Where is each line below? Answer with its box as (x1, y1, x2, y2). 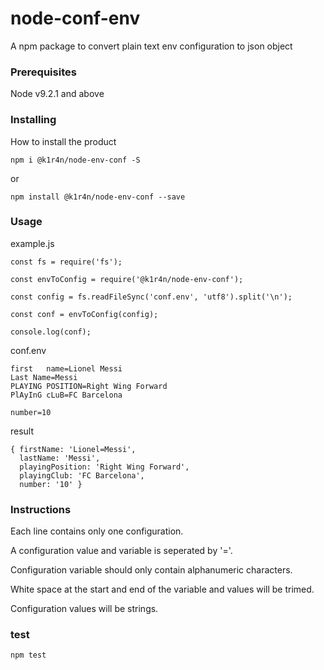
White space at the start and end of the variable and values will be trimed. (10, 583, 315, 596)
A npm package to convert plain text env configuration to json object (10, 40, 293, 52)
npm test (10, 650, 47, 661)
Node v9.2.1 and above (10, 88, 105, 100)
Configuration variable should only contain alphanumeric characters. (10, 564, 293, 576)
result (10, 425, 35, 437)
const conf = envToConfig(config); (10, 309, 159, 319)
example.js (10, 237, 55, 249)
